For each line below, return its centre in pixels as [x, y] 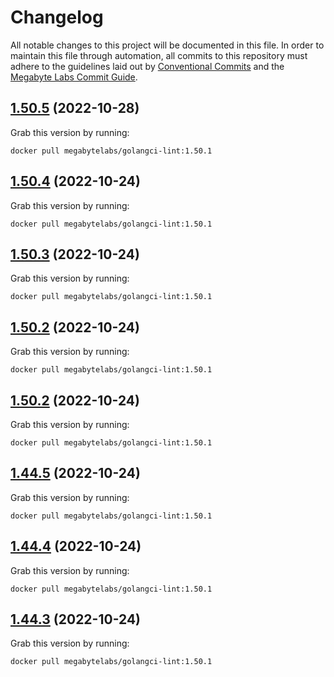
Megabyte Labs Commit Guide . [74, 77]
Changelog [57, 17]
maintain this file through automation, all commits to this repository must [159, 55]
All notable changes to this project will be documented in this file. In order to [167, 45]
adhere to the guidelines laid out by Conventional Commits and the [147, 66]
